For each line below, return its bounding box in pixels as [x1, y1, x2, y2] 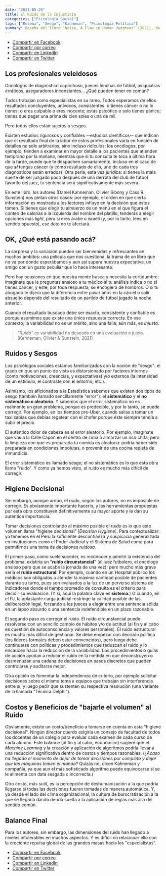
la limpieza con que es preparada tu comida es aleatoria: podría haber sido [5, 439, 158, 446]
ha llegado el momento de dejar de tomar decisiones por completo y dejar [5, 756, 157, 762]
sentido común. [5, 802, 37, 808]
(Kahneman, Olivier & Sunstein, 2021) [17, 335, 93, 341]
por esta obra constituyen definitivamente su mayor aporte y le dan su [5, 508, 148, 514]
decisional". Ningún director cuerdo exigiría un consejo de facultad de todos [5, 729, 161, 735]
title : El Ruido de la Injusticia [5, 12, 77, 17]
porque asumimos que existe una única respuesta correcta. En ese [5, 315, 141, 321]
